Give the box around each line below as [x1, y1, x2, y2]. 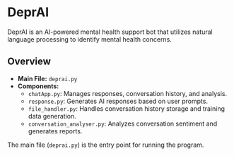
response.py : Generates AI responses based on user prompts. [28, 97, 209, 105]
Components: [17, 82, 59, 90]
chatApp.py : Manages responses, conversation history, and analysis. [28, 89, 228, 97]
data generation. [28, 112, 76, 120]
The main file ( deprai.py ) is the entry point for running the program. [7, 140, 204, 149]
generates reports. [28, 126, 83, 135]
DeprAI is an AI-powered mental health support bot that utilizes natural [7, 28, 213, 36]
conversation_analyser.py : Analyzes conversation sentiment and [28, 119, 218, 128]
